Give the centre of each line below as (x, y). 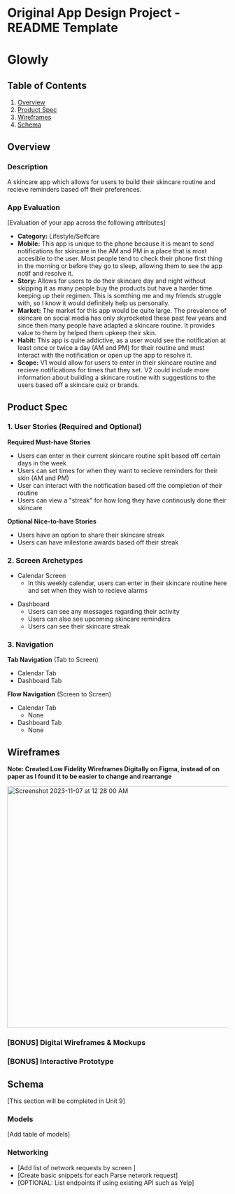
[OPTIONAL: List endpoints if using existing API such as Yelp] (106, 1182)
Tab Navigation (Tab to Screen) (53, 660)
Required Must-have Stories (49, 442)
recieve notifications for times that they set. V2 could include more (113, 370)
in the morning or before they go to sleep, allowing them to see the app (120, 266)
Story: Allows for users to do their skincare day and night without (112, 281)
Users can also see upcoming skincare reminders (99, 619)
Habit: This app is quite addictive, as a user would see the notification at (121, 340)
